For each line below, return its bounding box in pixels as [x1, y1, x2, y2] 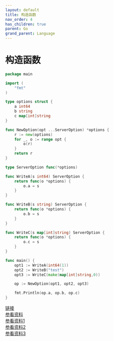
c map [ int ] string [14, 114, 51, 119]
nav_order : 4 [5, 17, 33, 22]
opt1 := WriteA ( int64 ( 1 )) [14, 262, 69, 268]
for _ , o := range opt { [14, 137, 67, 142]
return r [14, 151, 33, 156]
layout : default [5, 7, 39, 13]
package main [5, 72, 33, 77]
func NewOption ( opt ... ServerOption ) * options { [5, 127, 109, 132]
